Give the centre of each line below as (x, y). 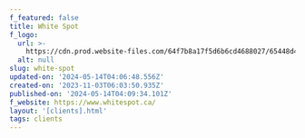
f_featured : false (44, 18)
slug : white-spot (42, 69)
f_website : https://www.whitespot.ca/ (83, 102)
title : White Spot (44, 26)
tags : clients (36, 119)
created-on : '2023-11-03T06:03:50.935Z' (87, 85)
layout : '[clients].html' (58, 111)
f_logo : (24, 34)
